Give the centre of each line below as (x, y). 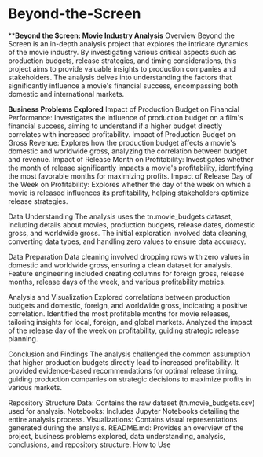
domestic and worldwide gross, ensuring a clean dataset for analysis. (121, 265)
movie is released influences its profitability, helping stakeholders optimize (129, 193)
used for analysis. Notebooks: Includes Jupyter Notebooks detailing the (124, 411)
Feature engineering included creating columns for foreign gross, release (126, 273)
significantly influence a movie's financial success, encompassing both (123, 85)
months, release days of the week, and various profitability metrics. (117, 282)
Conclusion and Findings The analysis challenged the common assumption (129, 354)
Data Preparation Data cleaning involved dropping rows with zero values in (129, 256)
